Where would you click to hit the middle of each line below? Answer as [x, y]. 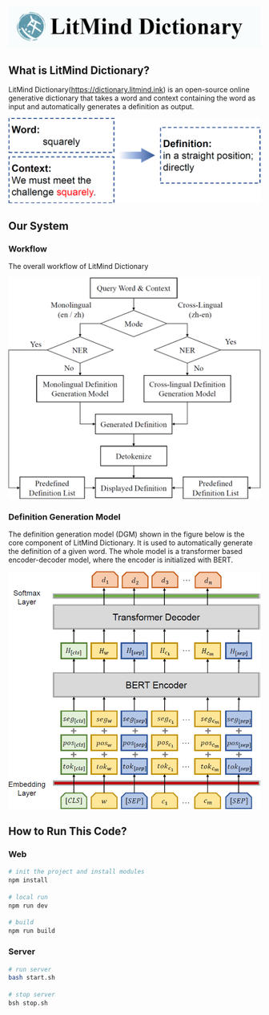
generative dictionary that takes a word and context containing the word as [132, 98]
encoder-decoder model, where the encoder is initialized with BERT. [121, 560]
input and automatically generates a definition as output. [101, 106]
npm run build [32, 931]
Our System [39, 226]
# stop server [32, 995]
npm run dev [28, 906]
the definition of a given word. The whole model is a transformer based [125, 552]
